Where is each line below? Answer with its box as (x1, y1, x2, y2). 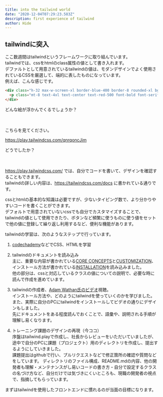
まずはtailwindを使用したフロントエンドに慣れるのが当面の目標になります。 (5, 386, 156, 393)
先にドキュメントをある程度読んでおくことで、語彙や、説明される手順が (12, 311, 156, 317)
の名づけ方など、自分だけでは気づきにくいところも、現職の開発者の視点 (12, 370, 157, 376)
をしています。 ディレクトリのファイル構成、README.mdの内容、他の (12, 358, 153, 364)
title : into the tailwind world (5, 7, 70, 12)
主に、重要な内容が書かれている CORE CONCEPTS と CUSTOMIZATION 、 (12, 258, 156, 264)
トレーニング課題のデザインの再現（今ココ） (12, 327, 102, 333)
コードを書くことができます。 (13, 202, 73, 208)
